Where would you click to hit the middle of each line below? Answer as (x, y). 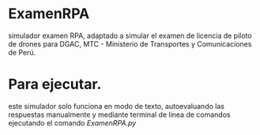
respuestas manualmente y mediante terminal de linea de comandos (119, 114)
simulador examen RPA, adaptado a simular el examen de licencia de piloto (130, 36)
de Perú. (22, 52)
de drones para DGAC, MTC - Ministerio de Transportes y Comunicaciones (130, 43)
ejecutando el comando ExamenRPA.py (72, 122)
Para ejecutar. (55, 84)
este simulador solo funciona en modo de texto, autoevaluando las (117, 106)
